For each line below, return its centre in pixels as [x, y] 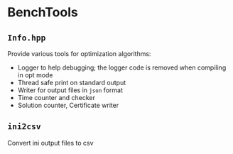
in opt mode [35, 75]
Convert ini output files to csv [50, 143]
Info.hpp [27, 38]
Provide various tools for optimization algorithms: [79, 54]
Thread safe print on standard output [72, 83]
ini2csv [24, 127]
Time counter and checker [56, 98]
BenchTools [43, 12]
